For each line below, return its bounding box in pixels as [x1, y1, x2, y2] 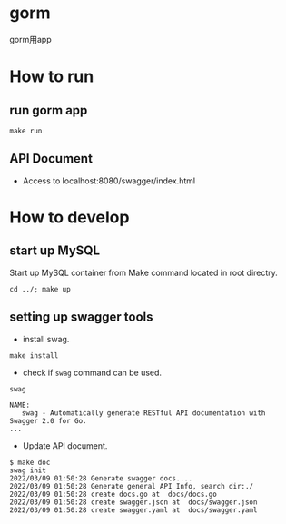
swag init [9, 466, 47, 475]
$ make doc [9, 458, 51, 467]
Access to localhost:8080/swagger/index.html [22, 175, 196, 186]
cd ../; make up [9, 284, 71, 293]
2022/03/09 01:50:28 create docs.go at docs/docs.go [9, 489, 218, 499]
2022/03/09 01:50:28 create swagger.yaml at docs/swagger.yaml [9, 505, 258, 515]
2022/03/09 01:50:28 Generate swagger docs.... [9, 473, 193, 483]
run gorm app [9, 103, 88, 118]
